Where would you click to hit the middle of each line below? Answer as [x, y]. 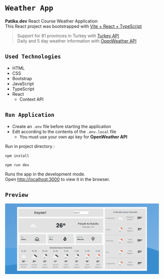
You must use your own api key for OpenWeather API [73, 137]
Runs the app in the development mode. [45, 174]
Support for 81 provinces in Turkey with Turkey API [68, 36]
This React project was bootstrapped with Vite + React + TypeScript [73, 26]
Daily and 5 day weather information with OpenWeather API [77, 41]
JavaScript [23, 84]
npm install [17, 156]
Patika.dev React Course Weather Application [51, 21]
